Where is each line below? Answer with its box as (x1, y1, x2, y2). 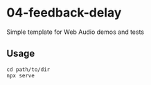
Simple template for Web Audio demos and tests (6, 28, 145, 36)
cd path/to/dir (6, 66, 51, 73)
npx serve (6, 72, 35, 79)
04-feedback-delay (6, 5, 122, 21)
